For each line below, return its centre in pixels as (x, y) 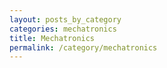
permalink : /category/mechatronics (83, 47)
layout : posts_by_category (65, 19)
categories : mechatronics (63, 29)
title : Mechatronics (52, 38)
